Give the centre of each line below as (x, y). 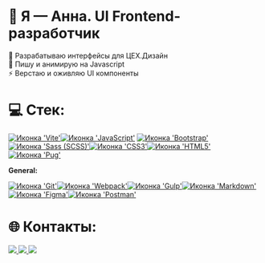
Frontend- (146, 16)
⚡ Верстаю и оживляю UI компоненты (73, 73)
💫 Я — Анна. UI (59, 16)
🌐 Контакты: (53, 227)
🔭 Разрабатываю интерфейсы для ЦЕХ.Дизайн (88, 55)
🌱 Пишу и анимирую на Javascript (67, 64)
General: (23, 170)
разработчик (54, 33)
